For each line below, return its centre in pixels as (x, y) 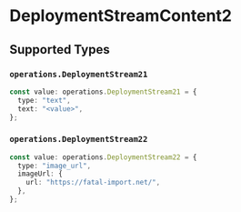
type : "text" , (44, 100)
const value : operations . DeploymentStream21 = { (103, 92)
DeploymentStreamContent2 (120, 16)
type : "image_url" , (55, 166)
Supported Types (60, 50)
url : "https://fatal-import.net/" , (93, 183)
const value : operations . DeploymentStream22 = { (103, 157)
